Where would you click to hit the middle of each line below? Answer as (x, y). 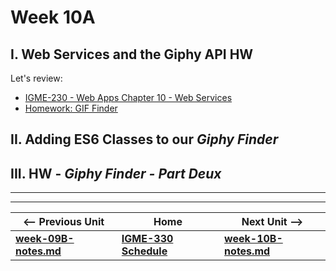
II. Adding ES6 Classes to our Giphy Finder (144, 139)
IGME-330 (147, 239)
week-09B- (45, 239)
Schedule (144, 251)
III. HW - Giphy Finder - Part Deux (116, 173)
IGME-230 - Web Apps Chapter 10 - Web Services (128, 97)
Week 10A (53, 17)
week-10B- (253, 239)
